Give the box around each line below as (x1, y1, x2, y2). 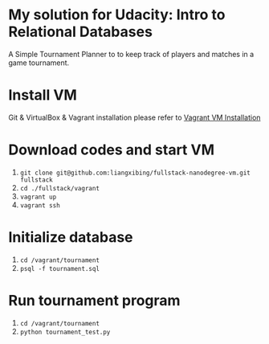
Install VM (8, 86, 78, 104)
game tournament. (8, 58, 70, 68)
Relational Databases (8, 23, 153, 41)
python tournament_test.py (19, 328, 111, 336)
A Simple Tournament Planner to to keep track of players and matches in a (8, 49, 255, 59)
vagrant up (19, 193, 57, 201)
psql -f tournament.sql (19, 264, 100, 272)
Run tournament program (8, 291, 181, 309)
